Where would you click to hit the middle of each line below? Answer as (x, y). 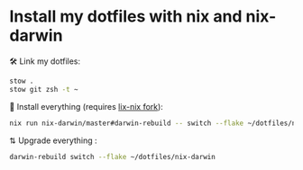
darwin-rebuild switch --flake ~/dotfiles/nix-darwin (113, 157)
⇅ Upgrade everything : (53, 140)
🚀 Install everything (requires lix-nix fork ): (87, 106)
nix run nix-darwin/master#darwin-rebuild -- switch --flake (127, 123)
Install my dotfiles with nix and (126, 17)
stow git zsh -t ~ (44, 89)
